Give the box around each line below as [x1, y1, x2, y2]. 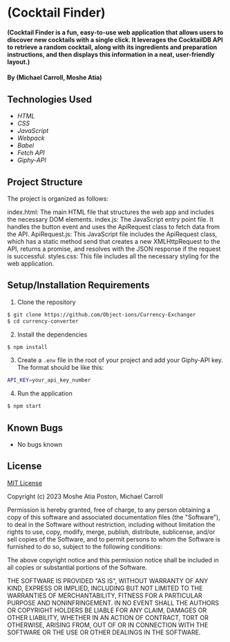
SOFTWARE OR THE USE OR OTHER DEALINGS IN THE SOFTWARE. [7, 628, 201, 636]
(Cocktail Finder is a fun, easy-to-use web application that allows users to [7, 28, 224, 36]
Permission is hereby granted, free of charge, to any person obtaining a [7, 506, 211, 514]
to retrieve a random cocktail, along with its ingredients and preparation [7, 43, 218, 51]
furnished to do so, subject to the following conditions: [7, 542, 162, 551]
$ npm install [7, 344, 48, 350]
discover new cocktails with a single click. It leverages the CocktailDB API [7, 35, 223, 44]
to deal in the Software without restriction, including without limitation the [7, 520, 215, 528]
